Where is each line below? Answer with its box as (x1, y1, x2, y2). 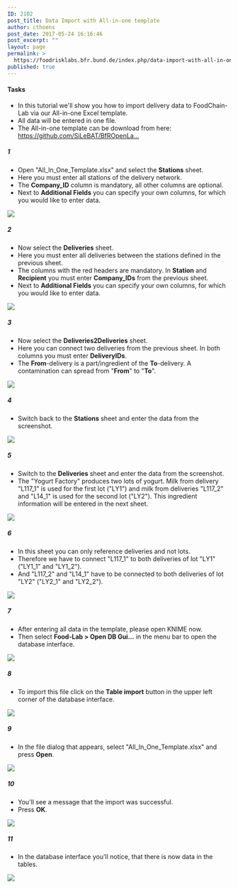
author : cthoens (7, 23, 55, 31)
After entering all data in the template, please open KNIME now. (17, 624, 203, 633)
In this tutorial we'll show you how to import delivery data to (17, 101, 193, 110)
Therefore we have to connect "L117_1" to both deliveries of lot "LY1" (17, 554, 216, 563)
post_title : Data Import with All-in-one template (7, 17, 160, 24)
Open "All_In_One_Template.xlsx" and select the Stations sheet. (17, 165, 204, 174)
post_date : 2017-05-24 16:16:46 (7, 30, 103, 38)
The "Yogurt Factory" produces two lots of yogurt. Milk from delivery (17, 477, 219, 485)
